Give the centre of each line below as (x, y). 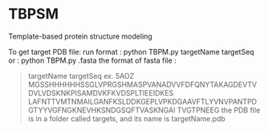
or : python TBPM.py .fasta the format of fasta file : (92, 60)
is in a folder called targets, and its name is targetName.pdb (127, 118)
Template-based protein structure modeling (80, 36)
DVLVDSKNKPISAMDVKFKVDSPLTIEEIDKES (101, 92)
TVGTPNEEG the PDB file (219, 110)
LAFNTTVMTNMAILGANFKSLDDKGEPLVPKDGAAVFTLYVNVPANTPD (142, 101)
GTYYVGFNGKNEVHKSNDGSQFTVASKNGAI (102, 110)
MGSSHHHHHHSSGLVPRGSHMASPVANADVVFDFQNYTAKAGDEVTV (142, 84)
